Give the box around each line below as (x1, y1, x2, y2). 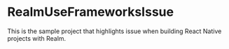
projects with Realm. (7, 34, 67, 42)
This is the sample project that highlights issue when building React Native (7, 27, 222, 35)
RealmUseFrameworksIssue (7, 4, 174, 20)
